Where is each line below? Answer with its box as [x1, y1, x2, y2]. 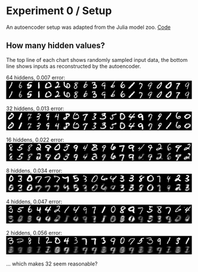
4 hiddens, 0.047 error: [6, 198, 62, 205]
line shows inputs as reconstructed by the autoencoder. [6, 62, 141, 69]
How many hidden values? [6, 41, 105, 51]
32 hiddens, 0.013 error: [6, 105, 65, 112]
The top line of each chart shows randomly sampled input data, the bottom [6, 56, 188, 63]
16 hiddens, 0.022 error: [6, 136, 65, 143]
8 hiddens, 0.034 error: [6, 167, 63, 174]
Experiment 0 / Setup [6, 4, 112, 18]
